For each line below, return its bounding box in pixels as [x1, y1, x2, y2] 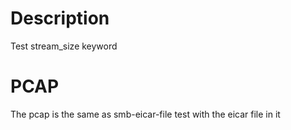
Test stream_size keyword [10, 40, 118, 52]
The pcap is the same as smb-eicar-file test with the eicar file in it [10, 108, 281, 120]
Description [10, 7, 110, 30]
